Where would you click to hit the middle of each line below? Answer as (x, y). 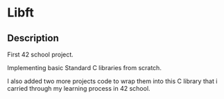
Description (33, 38)
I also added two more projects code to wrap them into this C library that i (112, 81)
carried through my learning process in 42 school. (79, 88)
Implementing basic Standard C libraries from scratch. (84, 68)
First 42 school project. (41, 54)
